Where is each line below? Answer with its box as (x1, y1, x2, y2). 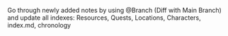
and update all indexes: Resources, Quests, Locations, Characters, (7, 13, 202, 22)
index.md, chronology (7, 21, 72, 29)
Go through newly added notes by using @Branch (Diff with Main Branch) (7, 6, 222, 14)
